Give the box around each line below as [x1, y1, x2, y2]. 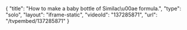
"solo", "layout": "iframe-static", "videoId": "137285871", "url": [5, 11, 158, 18]
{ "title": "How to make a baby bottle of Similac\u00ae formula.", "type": [5, 5, 182, 12]
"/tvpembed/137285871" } [5, 18, 70, 24]
